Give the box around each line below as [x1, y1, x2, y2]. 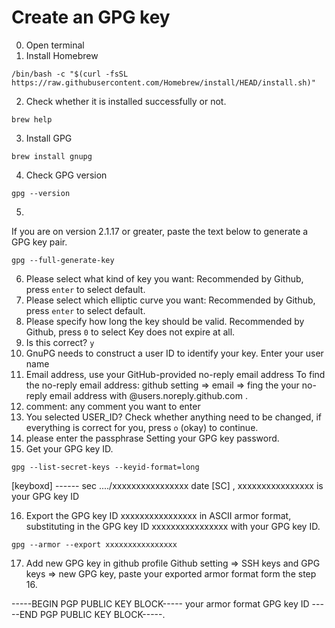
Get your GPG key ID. [25, 442, 114, 455]
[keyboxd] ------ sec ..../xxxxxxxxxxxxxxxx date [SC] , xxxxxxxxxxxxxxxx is [11, 479, 324, 491]
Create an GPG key [11, 6, 171, 29]
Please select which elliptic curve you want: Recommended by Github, [25, 294, 316, 306]
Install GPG [25, 132, 73, 144]
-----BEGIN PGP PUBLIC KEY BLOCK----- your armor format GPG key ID [11, 597, 310, 610]
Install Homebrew [25, 49, 99, 61]
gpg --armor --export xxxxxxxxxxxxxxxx [11, 539, 178, 550]
